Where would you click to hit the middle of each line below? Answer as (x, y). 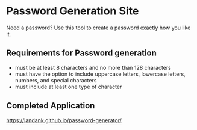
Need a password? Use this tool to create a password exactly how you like (98, 28)
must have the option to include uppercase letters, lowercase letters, (100, 74)
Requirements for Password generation (81, 53)
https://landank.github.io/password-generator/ (64, 120)
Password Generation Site (73, 11)
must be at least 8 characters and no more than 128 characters (93, 67)
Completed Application (51, 106)
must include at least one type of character (68, 87)
